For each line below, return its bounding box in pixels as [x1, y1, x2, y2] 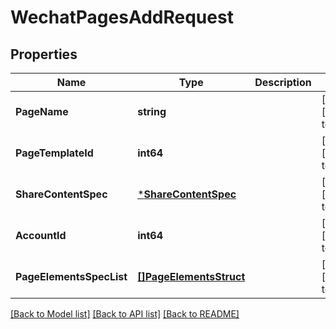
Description [254, 76, 312, 89]
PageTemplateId [15, 146, 94, 160]
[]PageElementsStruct [137, 270, 246, 283]
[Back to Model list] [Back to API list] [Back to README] [10, 308, 240, 320]
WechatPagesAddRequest [10, 6, 234, 29]
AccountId [15, 229, 67, 242]
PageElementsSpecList [15, 270, 128, 283]
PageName [15, 105, 69, 118]
